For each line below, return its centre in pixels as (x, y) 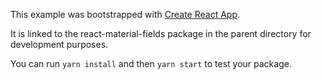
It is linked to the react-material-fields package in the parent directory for (161, 33)
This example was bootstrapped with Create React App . (125, 14)
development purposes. (59, 44)
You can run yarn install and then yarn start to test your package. (151, 63)
